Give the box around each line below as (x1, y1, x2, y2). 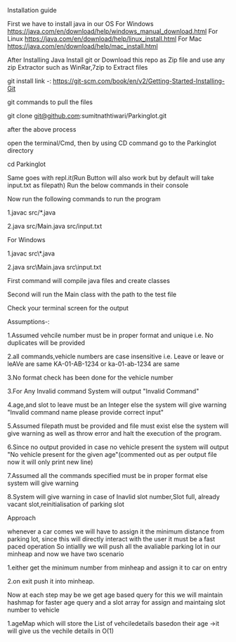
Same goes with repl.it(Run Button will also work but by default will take (7, 174, 214, 182)
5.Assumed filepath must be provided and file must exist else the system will (7, 422, 229, 430)
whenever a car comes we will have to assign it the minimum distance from (7, 527, 225, 536)
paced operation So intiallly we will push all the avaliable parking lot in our (7, 542, 221, 550)
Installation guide (7, 6, 58, 14)
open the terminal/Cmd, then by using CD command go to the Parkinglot (7, 139, 216, 147)
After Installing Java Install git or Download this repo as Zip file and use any (7, 56, 225, 64)
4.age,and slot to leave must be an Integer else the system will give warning (7, 401, 227, 409)
